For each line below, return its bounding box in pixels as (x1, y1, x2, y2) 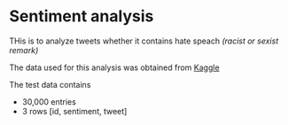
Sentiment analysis (9, 6, 154, 27)
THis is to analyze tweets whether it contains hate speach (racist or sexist (9, 35, 279, 46)
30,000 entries (21, 96, 77, 107)
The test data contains (9, 79, 91, 90)
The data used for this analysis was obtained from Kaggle (9, 62, 220, 73)
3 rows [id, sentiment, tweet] (21, 105, 128, 116)
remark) (9, 44, 39, 55)
